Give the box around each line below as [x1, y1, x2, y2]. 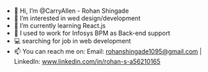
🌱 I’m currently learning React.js [13, 22, 106, 29]
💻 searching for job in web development [13, 37, 131, 45]
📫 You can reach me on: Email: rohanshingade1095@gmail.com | [13, 48, 202, 55]
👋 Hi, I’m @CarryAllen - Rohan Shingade [13, 7, 129, 15]
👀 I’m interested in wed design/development [13, 14, 141, 22]
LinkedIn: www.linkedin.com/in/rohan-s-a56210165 [13, 57, 161, 66]
